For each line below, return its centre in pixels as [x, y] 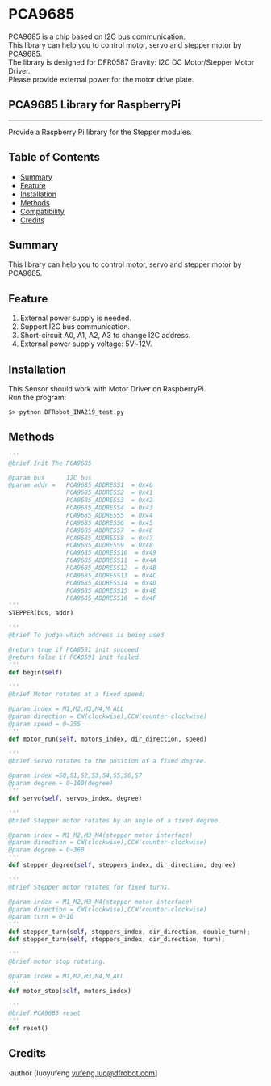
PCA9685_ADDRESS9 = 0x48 [109, 545]
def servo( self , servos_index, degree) [75, 798]
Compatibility [42, 211]
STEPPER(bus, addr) [41, 613]
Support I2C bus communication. [75, 327]
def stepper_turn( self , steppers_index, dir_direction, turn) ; [117, 940]
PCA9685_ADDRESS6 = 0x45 [109, 522]
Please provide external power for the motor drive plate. [101, 79]
